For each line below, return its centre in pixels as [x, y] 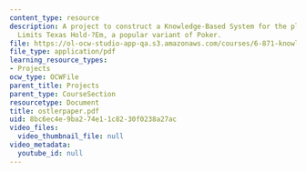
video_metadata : [40, 145]
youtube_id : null [51, 153]
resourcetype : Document [55, 102]
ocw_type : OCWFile [44, 77]
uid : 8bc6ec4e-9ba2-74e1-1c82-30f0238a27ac [93, 119]
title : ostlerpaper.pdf [55, 111]
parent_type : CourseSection [63, 94]
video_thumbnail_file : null [71, 137]
